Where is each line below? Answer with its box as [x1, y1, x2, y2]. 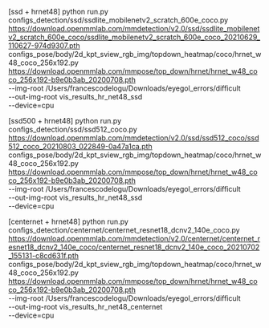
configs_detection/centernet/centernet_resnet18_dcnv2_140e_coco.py [8, 225, 240, 235]
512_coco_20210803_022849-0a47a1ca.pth [8, 142, 153, 151]
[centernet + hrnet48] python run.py [8, 217, 128, 226]
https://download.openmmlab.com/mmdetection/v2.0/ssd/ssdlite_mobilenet [8, 24, 260, 33]
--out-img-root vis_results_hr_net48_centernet [8, 302, 163, 311]
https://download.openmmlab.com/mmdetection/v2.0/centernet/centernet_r [8, 234, 261, 243]
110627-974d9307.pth [8, 41, 80, 51]
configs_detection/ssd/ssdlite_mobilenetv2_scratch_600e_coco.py [8, 15, 229, 25]
